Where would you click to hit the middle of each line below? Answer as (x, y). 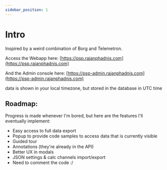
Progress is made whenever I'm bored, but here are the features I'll (74, 116)
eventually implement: (28, 121)
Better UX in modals (33, 152)
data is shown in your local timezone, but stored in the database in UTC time (84, 88)
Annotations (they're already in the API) (53, 147)
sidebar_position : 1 (27, 10)
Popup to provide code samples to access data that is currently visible (85, 136)
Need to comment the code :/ (43, 162)
